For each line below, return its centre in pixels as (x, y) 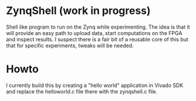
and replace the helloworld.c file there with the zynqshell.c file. (82, 91)
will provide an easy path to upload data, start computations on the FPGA (94, 33)
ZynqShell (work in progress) (78, 11)
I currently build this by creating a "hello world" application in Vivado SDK (95, 85)
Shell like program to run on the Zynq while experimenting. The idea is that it (98, 27)
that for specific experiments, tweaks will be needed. (70, 46)
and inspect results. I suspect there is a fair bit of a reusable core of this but (97, 39)
